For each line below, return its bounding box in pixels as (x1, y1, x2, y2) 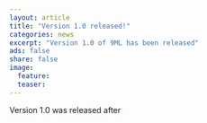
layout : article (9, 13, 70, 22)
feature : (17, 72, 50, 81)
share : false (9, 55, 58, 64)
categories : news (9, 30, 75, 39)
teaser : (17, 80, 47, 89)
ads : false (9, 47, 50, 56)
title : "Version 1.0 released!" (9, 22, 130, 31)
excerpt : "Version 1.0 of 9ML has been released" (9, 38, 200, 48)
